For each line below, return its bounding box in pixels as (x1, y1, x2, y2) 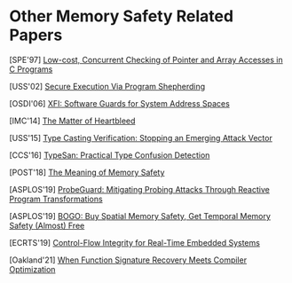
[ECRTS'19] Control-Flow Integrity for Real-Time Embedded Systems (9, 237, 260, 248)
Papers (9, 25, 63, 45)
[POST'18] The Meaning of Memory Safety (9, 167, 165, 177)
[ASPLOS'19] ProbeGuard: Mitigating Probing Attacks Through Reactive (9, 184, 271, 194)
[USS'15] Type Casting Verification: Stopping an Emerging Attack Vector (9, 132, 272, 143)
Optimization (9, 263, 56, 274)
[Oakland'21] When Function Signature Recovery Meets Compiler (9, 255, 247, 265)
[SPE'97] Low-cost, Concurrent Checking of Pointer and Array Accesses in (9, 54, 284, 65)
